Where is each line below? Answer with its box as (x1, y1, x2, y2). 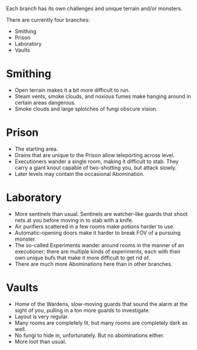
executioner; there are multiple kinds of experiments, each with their (14, 248, 181, 255)
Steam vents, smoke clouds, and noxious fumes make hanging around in (14, 92, 191, 99)
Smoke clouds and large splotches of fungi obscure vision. (14, 105, 158, 112)
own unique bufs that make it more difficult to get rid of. (14, 254, 150, 261)
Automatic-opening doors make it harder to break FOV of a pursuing (14, 229, 181, 236)
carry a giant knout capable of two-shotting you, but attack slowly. (14, 164, 177, 171)
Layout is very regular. (14, 313, 69, 320)
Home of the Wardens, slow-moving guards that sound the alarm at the (14, 300, 188, 308)
